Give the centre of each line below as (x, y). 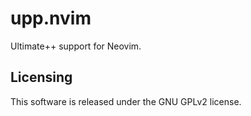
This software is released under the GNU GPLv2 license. (126, 101)
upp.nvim (51, 18)
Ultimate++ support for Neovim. (76, 46)
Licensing (41, 77)
